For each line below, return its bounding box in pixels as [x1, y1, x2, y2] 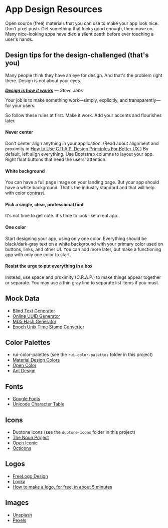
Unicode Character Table [12, 401, 65, 407]
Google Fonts [12, 396, 41, 402]
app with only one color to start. [5, 251, 71, 258]
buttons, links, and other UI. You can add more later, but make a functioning [5, 246, 161, 252]
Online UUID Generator [12, 313, 60, 319]
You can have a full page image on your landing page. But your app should [5, 179, 159, 185]
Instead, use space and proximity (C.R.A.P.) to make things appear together [5, 274, 161, 280]
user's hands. [5, 36, 34, 42]
